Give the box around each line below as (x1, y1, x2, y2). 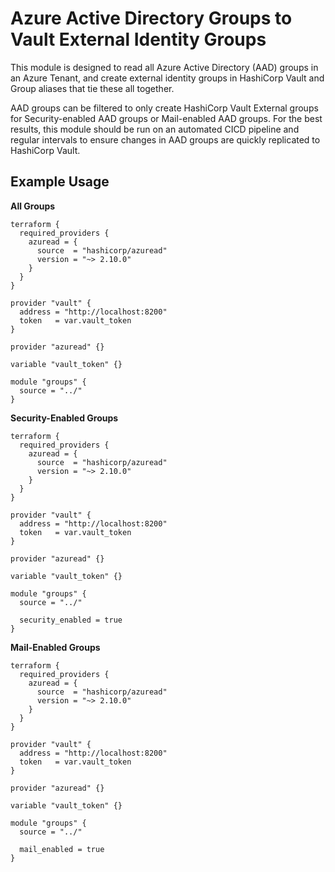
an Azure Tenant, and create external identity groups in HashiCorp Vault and (10, 72, 325, 84)
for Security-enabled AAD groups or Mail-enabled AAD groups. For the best (10, 112, 323, 124)
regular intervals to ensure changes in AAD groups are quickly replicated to (10, 133, 321, 146)
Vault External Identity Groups (10, 28, 267, 51)
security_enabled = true (19, 615, 123, 625)
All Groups (10, 200, 56, 212)
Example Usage (10, 173, 110, 191)
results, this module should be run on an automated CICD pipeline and (10, 123, 300, 135)
